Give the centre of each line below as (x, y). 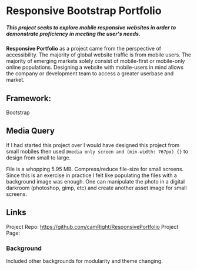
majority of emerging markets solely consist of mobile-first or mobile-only (96, 61)
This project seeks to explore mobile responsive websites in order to (91, 27)
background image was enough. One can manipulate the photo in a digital (96, 181)
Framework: (29, 98)
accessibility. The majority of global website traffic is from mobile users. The (99, 55)
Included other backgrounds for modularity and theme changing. (84, 261)
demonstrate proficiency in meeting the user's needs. (74, 34)
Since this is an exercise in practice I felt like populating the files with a (92, 175)
